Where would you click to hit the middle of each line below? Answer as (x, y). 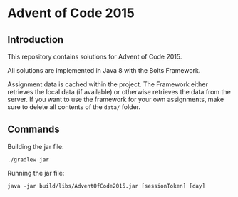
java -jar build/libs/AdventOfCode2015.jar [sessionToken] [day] (106, 186)
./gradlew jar (29, 160)
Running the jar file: (36, 173)
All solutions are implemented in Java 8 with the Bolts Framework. (104, 70)
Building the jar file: (36, 146)
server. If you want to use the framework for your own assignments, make (116, 99)
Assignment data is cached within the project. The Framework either (108, 84)
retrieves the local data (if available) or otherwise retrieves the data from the (119, 92)
